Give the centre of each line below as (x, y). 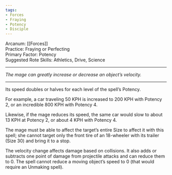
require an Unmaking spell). (35, 167)
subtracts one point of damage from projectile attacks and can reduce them (85, 156)
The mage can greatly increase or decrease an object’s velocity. (73, 75)
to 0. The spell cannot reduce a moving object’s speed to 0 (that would (80, 162)
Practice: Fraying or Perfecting (38, 49)
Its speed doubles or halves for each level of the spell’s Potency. (73, 90)
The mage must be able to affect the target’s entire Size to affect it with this (85, 130)
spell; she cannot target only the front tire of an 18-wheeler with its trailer (82, 136)
